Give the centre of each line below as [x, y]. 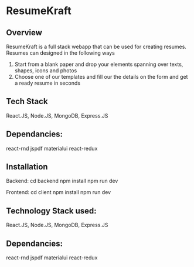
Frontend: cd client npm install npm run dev [59, 192]
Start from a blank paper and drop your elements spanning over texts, [99, 64]
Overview [24, 33]
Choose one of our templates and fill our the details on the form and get [101, 77]
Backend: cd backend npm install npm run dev [62, 181]
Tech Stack [27, 101]
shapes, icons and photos [46, 71]
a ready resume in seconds [47, 83]
